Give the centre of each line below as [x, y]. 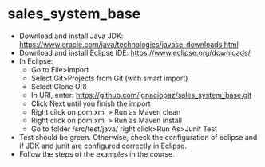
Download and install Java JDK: [71, 36]
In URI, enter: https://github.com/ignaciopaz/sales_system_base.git [141, 95]
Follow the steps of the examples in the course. [97, 154]
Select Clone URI [59, 86]
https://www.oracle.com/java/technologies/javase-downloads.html [129, 44]
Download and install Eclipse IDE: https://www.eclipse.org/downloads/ [134, 52]
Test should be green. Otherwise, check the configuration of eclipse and [138, 137]
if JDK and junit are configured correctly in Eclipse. [103, 146]
